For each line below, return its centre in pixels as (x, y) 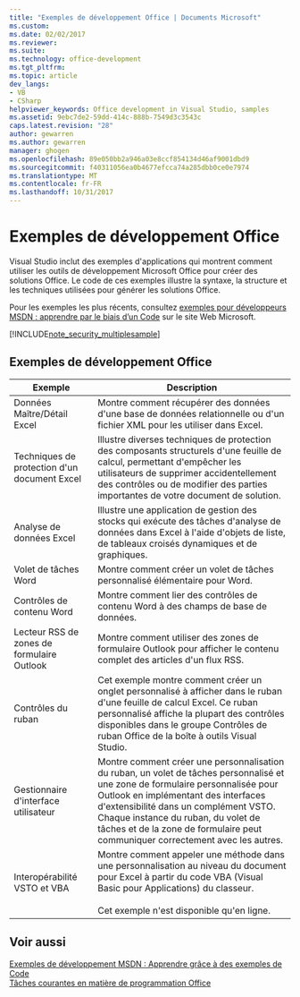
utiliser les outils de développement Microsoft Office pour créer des (133, 270)
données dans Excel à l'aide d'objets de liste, (192, 532)
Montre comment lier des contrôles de (178, 594)
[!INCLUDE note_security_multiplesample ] (85, 334)
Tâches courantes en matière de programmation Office (110, 983)
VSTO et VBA (42, 888)
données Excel (45, 538)
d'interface (37, 800)
